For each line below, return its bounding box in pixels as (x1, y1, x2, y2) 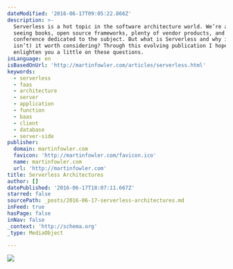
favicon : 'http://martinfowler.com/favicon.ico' (13, 152, 157, 159)
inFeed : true (7, 204, 45, 211)
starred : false (7, 191, 51, 198)
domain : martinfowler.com (13, 146, 89, 153)
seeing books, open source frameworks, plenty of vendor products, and (13, 29, 225, 37)
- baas (13, 113, 33, 120)
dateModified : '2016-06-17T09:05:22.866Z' (7, 10, 132, 17)
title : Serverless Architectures (7, 171, 104, 178)
